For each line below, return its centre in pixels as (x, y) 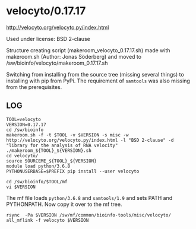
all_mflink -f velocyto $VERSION (48, 220)
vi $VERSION (21, 187)
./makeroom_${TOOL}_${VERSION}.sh (49, 150)
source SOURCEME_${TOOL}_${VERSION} (51, 161)
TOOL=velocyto (24, 119)
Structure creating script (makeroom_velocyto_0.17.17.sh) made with (88, 50)
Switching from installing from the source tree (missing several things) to (95, 74)
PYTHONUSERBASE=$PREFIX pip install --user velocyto (73, 171)
